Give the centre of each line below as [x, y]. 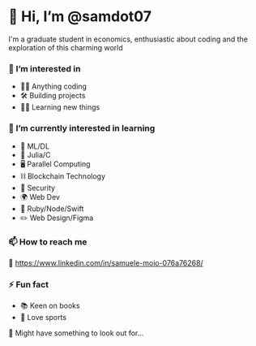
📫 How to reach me [48, 242]
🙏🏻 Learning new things [60, 107]
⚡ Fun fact [29, 284]
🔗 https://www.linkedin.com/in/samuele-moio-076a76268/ [106, 262]
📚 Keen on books [50, 306]
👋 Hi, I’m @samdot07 [80, 17]
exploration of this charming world [66, 47]
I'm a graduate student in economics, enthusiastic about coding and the [128, 39]
